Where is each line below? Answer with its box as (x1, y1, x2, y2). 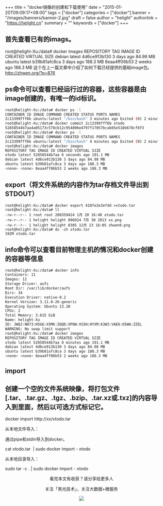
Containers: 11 (5, 272, 36, 277)
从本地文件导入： (5, 426, 39, 432)
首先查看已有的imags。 (5, 35, 75, 44)
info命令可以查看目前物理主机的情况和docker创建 (5, 245, 154, 254)
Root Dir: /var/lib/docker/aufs (5, 286, 70, 291)
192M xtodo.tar (5, 231, 36, 236)
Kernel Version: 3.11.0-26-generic (5, 299, 77, 304)
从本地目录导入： (5, 456, 39, 462)
